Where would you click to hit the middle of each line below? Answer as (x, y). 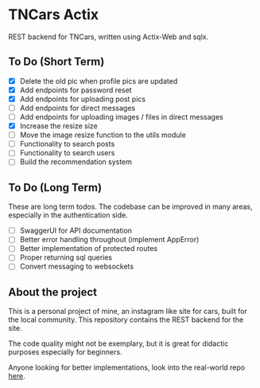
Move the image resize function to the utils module (103, 135)
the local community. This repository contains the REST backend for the (126, 319)
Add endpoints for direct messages (78, 108)
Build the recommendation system (76, 162)
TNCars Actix (54, 15)
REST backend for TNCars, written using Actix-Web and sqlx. (109, 37)
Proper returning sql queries (66, 257)
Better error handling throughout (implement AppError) (109, 240)
